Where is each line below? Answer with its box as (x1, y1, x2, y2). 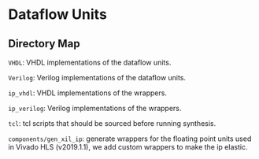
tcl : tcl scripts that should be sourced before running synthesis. (8, 119, 216, 128)
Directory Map (8, 37, 80, 50)
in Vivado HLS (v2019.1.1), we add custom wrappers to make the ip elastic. (8, 142, 248, 151)
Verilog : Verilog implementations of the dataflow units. (8, 73, 187, 82)
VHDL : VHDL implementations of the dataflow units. (8, 57, 172, 67)
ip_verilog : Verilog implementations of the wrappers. (8, 104, 182, 113)
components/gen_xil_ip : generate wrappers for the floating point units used (8, 134, 252, 143)
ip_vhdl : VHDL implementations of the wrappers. (8, 88, 168, 98)
